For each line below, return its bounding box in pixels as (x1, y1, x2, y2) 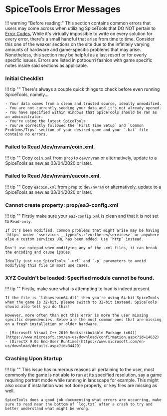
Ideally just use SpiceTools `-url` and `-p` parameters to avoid (5, 259, 146, 264)
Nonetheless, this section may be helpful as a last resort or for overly (5, 51, 147, 58)
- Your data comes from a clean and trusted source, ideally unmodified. (5, 101, 162, 106)
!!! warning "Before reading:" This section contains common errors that (5, 20, 151, 26)
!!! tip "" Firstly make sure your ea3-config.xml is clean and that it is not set (5, 213, 159, 219)
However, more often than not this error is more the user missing (5, 313, 149, 318)
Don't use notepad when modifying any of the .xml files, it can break (5, 246, 157, 251)
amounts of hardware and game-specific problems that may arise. (5, 46, 141, 52)
